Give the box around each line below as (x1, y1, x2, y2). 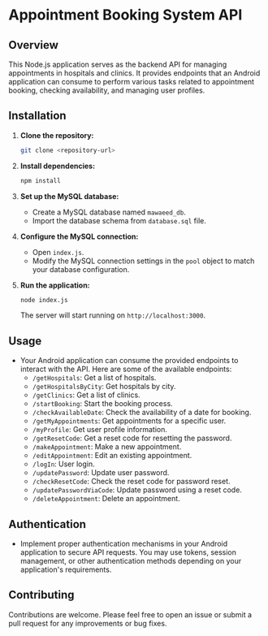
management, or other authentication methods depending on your (19, 556, 242, 566)
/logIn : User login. (32, 459, 95, 469)
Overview (8, 38, 59, 52)
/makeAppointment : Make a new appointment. (32, 442, 182, 452)
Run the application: (19, 280, 91, 290)
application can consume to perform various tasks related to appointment (8, 77, 254, 86)
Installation (8, 109, 67, 123)
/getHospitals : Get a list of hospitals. (32, 373, 157, 383)
